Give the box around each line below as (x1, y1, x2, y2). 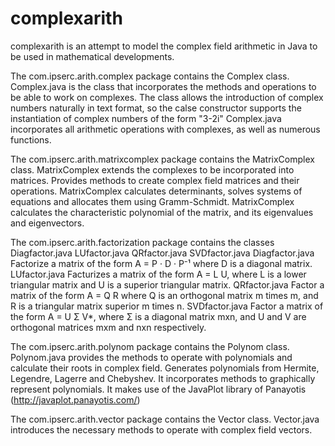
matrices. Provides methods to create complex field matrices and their (10, 174, 300, 186)
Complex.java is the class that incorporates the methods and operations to (10, 80, 317, 92)
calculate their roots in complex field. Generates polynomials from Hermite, (10, 362, 320, 374)
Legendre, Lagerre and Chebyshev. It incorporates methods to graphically (10, 372, 316, 384)
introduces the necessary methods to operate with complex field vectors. (10, 423, 313, 436)
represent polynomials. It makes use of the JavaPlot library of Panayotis (10, 383, 307, 395)
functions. (10, 133, 52, 146)
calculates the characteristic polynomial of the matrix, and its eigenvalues (10, 206, 314, 218)
